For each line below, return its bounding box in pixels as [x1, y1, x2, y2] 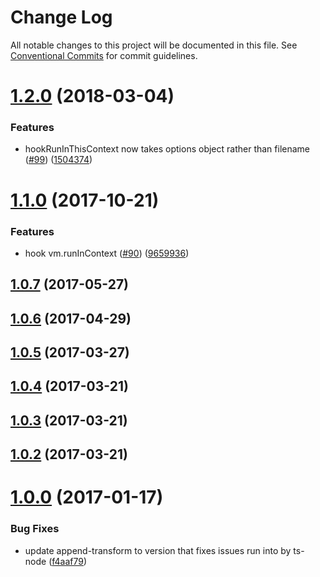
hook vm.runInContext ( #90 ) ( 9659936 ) [24, 247, 190, 259]
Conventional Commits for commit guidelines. [10, 49, 198, 61]
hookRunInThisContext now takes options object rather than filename [24, 143, 311, 155]
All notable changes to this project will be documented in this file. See [10, 39, 298, 51]
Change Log [10, 6, 113, 29]
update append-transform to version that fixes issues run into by [24, 544, 292, 556]
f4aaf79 [51, 555, 84, 567]
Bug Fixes [10, 522, 60, 536]
